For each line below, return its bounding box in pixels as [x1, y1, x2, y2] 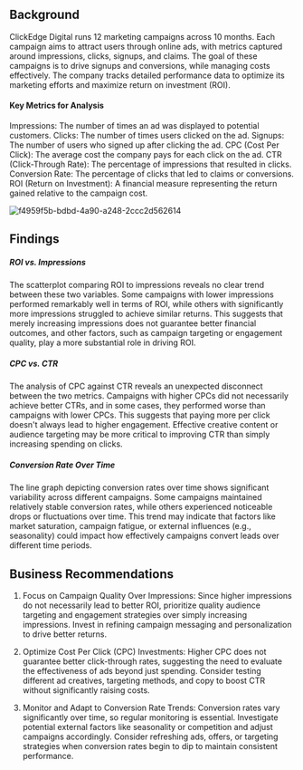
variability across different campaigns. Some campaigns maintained [9, 492, 262, 503]
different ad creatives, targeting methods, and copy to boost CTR [22, 675, 266, 687]
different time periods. [9, 540, 92, 551]
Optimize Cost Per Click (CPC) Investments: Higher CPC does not [22, 647, 267, 658]
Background [9, 7, 80, 23]
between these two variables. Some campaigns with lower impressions [9, 289, 274, 300]
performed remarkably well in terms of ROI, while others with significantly [9, 299, 284, 310]
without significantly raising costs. [22, 685, 151, 696]
